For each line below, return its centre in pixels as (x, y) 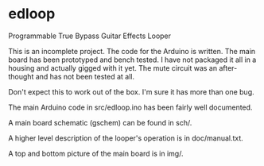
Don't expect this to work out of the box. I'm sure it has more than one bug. (131, 91)
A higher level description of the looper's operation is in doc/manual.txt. (126, 138)
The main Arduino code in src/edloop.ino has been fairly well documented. (130, 107)
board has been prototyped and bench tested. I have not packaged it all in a (132, 60)
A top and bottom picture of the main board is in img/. (96, 153)
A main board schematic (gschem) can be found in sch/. (100, 122)
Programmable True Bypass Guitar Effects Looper (90, 36)
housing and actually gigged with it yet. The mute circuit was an (113, 68)
